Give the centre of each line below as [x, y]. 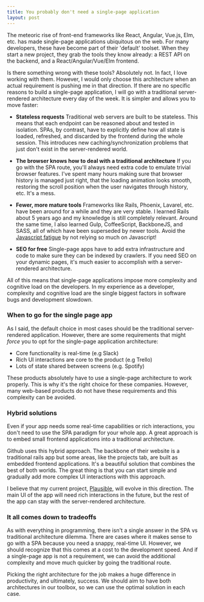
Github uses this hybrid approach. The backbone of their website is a [93, 451]
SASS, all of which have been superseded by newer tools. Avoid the [100, 230]
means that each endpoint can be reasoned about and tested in [95, 123]
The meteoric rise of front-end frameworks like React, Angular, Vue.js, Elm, [101, 35]
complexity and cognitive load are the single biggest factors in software [97, 293]
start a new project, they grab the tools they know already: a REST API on [99, 54]
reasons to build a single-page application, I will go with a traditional [92, 92]
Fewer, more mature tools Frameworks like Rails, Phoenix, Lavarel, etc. [105, 205]
